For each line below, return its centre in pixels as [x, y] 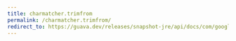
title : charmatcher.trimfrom [50, 14]
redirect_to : [26, 26]
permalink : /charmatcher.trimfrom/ [59, 20]
